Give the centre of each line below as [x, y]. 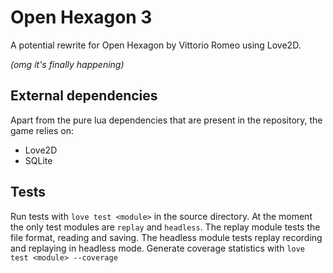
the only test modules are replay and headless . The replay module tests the [165, 227]
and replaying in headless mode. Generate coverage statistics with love [158, 248]
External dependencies [84, 96]
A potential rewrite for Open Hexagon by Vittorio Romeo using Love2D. [156, 45]
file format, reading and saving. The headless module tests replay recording [166, 237]
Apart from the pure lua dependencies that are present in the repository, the [166, 120]
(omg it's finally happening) [67, 64]
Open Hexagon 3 [81, 17]
